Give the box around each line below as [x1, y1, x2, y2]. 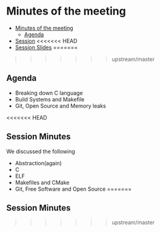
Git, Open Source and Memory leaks [15, 102, 106, 109]
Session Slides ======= [15, 44, 78, 51]
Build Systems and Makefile [15, 95, 85, 103]
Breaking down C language [15, 89, 83, 97]
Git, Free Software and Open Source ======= [15, 185, 132, 193]
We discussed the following [6, 148, 76, 155]
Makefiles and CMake [15, 179, 70, 186]
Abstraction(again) [15, 159, 62, 166]
